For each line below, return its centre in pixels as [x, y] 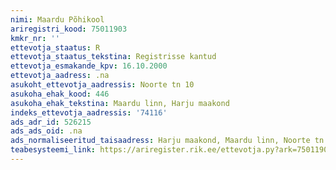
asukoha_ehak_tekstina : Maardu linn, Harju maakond [120, 103]
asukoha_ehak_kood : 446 [60, 94]
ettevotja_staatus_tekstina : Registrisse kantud [113, 57]
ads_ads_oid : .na [46, 131]
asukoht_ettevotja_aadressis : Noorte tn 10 [102, 85]
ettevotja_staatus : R [55, 47]
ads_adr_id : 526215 [51, 122]
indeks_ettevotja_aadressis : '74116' [89, 112]
